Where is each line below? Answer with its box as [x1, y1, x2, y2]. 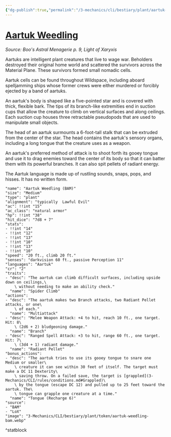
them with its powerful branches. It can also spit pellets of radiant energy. [5, 161, 159, 167]
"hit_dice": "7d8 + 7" [5, 217, 53, 222]
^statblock [5, 427, 27, 433]
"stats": [5, 221, 24, 227]
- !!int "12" [5, 230, 33, 236]
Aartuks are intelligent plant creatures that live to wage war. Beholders [5, 56, 153, 62]
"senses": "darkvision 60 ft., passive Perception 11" [5, 257, 124, 263]
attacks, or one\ [5, 302, 42, 307]
